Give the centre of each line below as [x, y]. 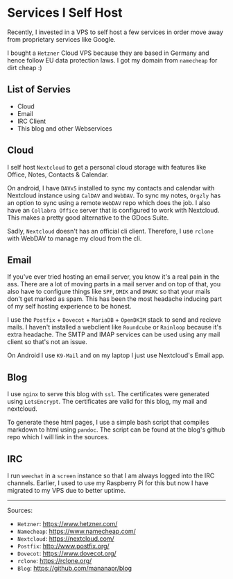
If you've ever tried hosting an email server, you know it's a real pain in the [113, 277]
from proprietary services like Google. [61, 39]
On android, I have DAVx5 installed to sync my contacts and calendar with [111, 188]
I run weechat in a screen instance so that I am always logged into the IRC [111, 475]
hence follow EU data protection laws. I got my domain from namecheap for [112, 60]
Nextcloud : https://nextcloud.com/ [66, 539]
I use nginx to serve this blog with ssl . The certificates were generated [108, 394]
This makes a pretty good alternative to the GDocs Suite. [88, 218]
